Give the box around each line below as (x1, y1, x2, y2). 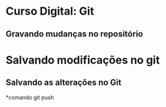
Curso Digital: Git (5, 4, 95, 18)
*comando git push (5, 94, 54, 101)
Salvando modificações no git (5, 53, 160, 67)
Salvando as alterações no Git (5, 78, 121, 88)
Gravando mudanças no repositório (5, 29, 143, 39)
